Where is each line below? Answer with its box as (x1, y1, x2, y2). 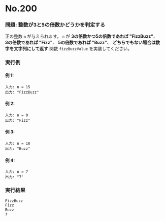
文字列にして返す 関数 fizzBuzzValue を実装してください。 (13, 46, 132, 52)
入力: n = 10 (5, 141, 31, 146)
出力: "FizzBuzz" (5, 89, 39, 95)
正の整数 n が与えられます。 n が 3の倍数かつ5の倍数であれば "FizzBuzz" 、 (5, 33, 158, 39)
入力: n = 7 (5, 169, 28, 174)
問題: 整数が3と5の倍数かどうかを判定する (5, 22, 105, 28)
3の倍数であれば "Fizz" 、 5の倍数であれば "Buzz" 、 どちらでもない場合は (5, 40, 156, 46)
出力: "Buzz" (5, 146, 31, 151)
